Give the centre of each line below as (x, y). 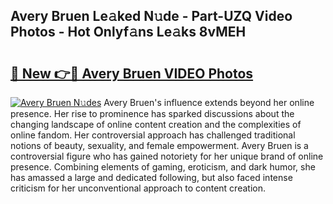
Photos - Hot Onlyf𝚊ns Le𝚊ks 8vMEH (128, 32)
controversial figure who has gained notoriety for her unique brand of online (167, 156)
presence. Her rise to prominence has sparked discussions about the (152, 113)
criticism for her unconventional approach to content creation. (138, 188)
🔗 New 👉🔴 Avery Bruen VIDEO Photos (132, 73)
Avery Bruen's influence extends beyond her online (209, 102)
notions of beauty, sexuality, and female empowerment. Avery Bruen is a (159, 145)
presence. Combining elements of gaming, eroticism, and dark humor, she (163, 167)
